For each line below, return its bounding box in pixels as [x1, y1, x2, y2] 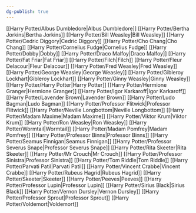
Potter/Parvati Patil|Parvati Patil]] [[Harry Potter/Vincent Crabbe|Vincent [6, 163, 181, 170]
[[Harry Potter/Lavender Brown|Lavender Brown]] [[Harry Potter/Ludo [6, 94, 175, 101]
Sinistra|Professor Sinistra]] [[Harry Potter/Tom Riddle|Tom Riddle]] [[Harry [6, 156, 188, 163]
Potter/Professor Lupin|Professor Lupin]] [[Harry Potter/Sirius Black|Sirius [6, 181, 185, 189]
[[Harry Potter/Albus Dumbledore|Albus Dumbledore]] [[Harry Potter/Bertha [6, 25, 190, 32]
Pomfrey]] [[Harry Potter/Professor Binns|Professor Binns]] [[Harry [6, 131, 168, 139]
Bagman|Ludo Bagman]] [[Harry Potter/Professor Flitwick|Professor [6, 100, 171, 107]
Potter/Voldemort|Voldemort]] [6, 200, 78, 207]
